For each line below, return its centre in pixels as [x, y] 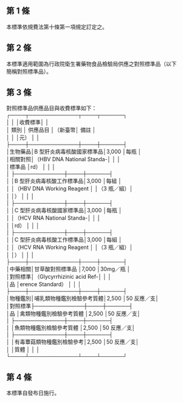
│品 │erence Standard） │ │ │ [44, 284]
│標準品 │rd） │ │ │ [31, 167]
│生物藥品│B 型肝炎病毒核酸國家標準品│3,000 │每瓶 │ [74, 152]
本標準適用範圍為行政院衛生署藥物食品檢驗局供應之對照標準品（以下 [91, 63]
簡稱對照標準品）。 [29, 71]
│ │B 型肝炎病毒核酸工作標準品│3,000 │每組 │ [64, 181]
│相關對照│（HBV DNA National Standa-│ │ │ [63, 159]
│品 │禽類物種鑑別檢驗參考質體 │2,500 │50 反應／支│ [74, 314]
